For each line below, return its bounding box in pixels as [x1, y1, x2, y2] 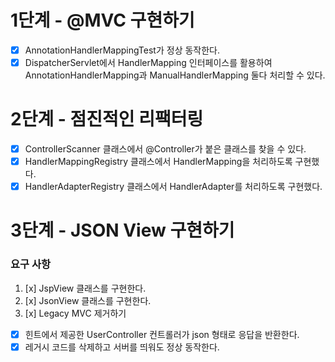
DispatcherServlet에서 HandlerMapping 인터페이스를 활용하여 [24, 57, 273, 68]
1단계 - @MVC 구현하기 [10, 9, 195, 32]
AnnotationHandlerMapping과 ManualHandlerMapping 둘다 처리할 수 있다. [24, 69, 326, 81]
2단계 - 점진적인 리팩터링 [10, 108, 204, 131]
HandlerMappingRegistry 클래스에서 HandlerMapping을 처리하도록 [24, 156, 293, 168]
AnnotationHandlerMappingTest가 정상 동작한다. [24, 44, 221, 56]
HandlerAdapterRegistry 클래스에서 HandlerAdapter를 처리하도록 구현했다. [24, 181, 323, 193]
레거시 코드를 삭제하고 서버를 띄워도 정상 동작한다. [24, 341, 220, 353]
